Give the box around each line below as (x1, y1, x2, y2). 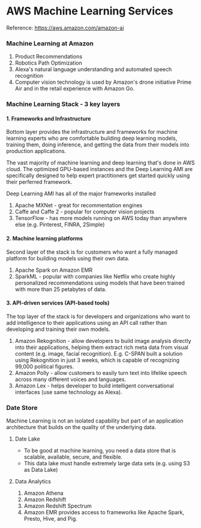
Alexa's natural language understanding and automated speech (14, 66, 172, 73)
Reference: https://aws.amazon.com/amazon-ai (6, 24, 124, 31)
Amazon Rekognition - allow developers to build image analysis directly (14, 337, 191, 344)
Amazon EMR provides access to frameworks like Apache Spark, (23, 509, 185, 516)
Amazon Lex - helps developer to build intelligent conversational (14, 382, 174, 389)
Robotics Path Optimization (14, 59, 82, 67)
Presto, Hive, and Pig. (23, 515, 78, 523)
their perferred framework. (6, 178, 73, 186)
